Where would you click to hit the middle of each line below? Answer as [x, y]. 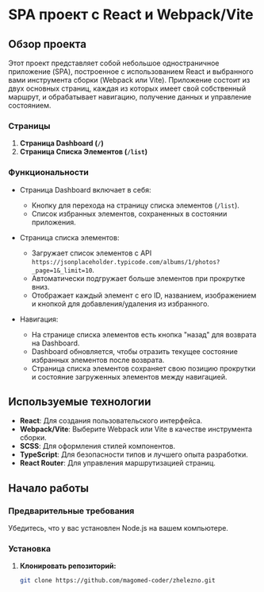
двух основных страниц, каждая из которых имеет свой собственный [127, 88]
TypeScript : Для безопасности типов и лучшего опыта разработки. [134, 454]
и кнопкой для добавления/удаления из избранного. [121, 303]
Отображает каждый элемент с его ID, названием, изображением [144, 295]
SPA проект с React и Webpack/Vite [131, 15]
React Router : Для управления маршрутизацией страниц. [117, 463]
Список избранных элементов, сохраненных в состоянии [129, 213]
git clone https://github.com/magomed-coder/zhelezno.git [117, 581]
